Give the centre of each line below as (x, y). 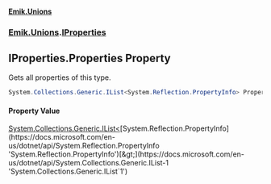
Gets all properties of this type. (60, 77)
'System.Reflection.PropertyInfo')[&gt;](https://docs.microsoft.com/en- (126, 154)
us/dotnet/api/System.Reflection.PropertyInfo (84, 146)
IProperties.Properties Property (90, 58)
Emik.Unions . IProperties (57, 32)
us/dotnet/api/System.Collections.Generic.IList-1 (89, 163)
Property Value (34, 111)
